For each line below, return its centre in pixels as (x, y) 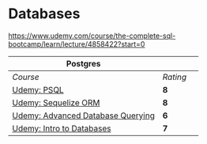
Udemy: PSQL (38, 89)
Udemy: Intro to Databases (62, 128)
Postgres (83, 63)
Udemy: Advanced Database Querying (84, 116)
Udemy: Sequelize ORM (56, 102)
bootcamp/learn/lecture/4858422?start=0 (77, 44)
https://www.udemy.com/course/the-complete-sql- (92, 36)
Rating (175, 77)
